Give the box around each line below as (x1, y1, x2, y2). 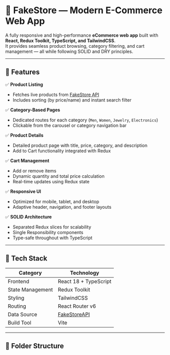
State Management (8, 286, 53, 293)
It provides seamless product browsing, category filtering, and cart (5, 43, 145, 49)
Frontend (8, 278, 29, 285)
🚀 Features (5, 68, 40, 77)
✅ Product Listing (5, 81, 44, 87)
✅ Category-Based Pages (5, 107, 61, 113)
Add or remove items (12, 168, 57, 174)
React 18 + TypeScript (58, 278, 112, 285)
